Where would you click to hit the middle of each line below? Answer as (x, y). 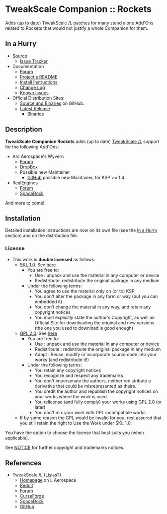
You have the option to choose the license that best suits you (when (75, 433)
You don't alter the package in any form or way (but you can (96, 296)
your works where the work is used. (71, 396)
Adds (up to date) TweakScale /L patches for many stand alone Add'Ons (79, 23)
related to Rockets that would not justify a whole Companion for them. (77, 28)
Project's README (39, 77)
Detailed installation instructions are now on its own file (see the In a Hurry (81, 230)
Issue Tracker (34, 61)
